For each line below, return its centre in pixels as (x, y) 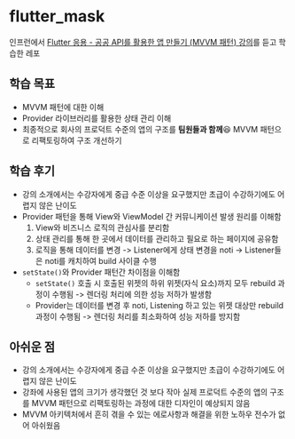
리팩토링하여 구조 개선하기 (77, 140)
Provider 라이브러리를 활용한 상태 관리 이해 (97, 118)
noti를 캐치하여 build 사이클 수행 (101, 260)
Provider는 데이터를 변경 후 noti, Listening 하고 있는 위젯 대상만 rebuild (159, 305)
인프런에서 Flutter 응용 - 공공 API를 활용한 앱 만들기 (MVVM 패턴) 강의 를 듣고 (143, 42)
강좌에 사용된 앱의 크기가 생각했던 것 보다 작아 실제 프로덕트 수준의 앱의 (145, 392)
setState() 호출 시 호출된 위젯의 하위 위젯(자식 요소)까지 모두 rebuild (155, 283)
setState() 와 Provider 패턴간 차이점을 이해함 (101, 272)
